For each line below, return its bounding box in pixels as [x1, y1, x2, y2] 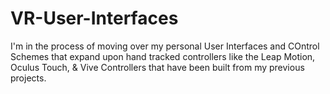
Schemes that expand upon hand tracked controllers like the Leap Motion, [10, 50, 316, 62]
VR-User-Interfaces [10, 7, 179, 30]
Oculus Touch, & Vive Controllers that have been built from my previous [10, 61, 305, 73]
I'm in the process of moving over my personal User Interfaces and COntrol [10, 40, 320, 52]
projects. [10, 72, 47, 84]
